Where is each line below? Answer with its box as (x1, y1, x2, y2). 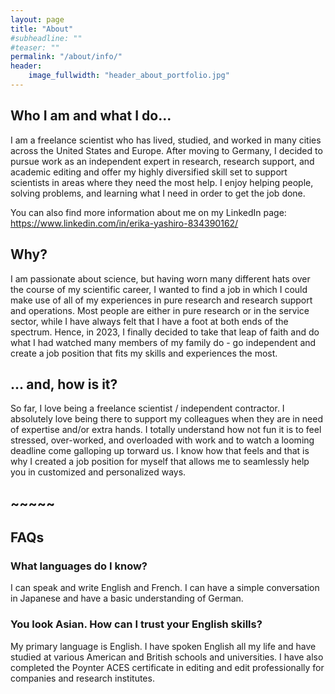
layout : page (10, 14, 65, 25)
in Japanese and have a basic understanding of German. (10, 592, 244, 605)
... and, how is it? (10, 376, 118, 393)
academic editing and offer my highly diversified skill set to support (10, 166, 288, 178)
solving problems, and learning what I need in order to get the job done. (10, 187, 306, 199)
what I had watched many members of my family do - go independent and (10, 336, 317, 348)
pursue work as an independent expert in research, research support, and (10, 155, 315, 167)
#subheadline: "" (10, 33, 83, 43)
